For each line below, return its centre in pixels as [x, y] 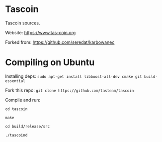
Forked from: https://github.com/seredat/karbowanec [60, 42]
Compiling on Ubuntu [50, 63]
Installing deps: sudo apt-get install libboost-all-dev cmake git [74, 76]
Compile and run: [23, 100]
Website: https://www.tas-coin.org [40, 32]
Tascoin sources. [23, 23]
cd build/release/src [28, 126]
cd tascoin [16, 109]
